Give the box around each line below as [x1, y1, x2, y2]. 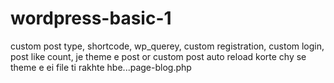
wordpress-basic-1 [10, 7, 172, 30]
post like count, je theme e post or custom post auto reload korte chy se [10, 50, 307, 62]
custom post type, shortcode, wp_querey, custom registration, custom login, [10, 40, 325, 52]
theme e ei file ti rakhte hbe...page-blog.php [10, 61, 192, 73]
